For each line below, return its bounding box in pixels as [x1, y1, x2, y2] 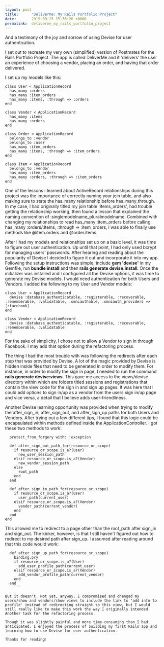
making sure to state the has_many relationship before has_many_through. [5, 198, 156, 204]
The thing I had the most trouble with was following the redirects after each [5, 353, 157, 359]
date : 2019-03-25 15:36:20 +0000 [5, 16, 87, 21]
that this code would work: [5, 541, 59, 547]
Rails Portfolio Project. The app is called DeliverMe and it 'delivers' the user [5, 55, 157, 61]
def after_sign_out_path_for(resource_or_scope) [9, 443, 111, 449]
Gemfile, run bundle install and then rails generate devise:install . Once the [5, 265, 159, 271]
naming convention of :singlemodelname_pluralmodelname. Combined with [5, 214, 158, 220]
